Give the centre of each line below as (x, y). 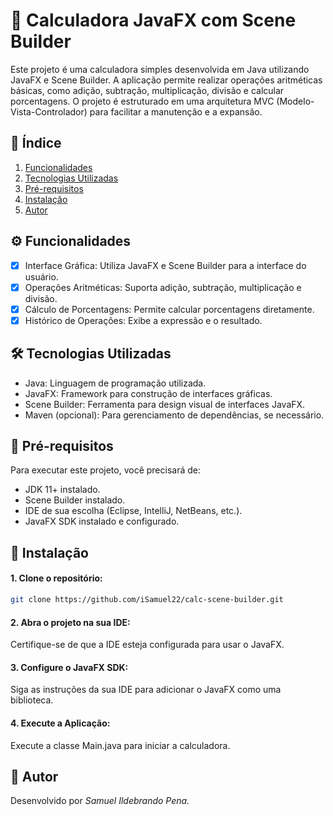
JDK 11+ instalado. (62, 490)
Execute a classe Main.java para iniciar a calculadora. (120, 745)
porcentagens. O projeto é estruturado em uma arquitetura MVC (142, 101)
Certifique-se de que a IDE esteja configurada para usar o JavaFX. (147, 645)
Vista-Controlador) (49, 111)
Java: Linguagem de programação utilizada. (115, 383)
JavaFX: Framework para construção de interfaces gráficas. (148, 393)
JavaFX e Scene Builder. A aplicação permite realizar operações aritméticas (166, 80)
